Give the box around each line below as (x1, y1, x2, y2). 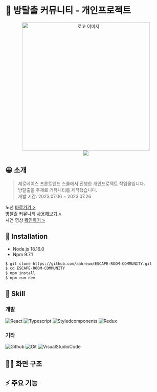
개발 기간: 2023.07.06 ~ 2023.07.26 (17, 193, 92, 199)
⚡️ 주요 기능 (5, 379, 38, 387)
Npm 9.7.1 (12, 251, 33, 257)
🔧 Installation (5, 232, 48, 241)
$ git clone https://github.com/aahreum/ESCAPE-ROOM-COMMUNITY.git (5, 261, 152, 266)
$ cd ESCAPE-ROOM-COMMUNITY (5, 266, 65, 271)
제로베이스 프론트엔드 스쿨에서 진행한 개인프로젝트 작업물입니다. (17, 180, 146, 187)
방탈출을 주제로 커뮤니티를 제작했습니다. (17, 187, 98, 193)
